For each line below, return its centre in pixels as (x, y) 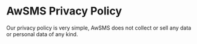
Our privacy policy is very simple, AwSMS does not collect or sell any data (99, 28)
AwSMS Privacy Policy (64, 11)
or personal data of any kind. (42, 34)
